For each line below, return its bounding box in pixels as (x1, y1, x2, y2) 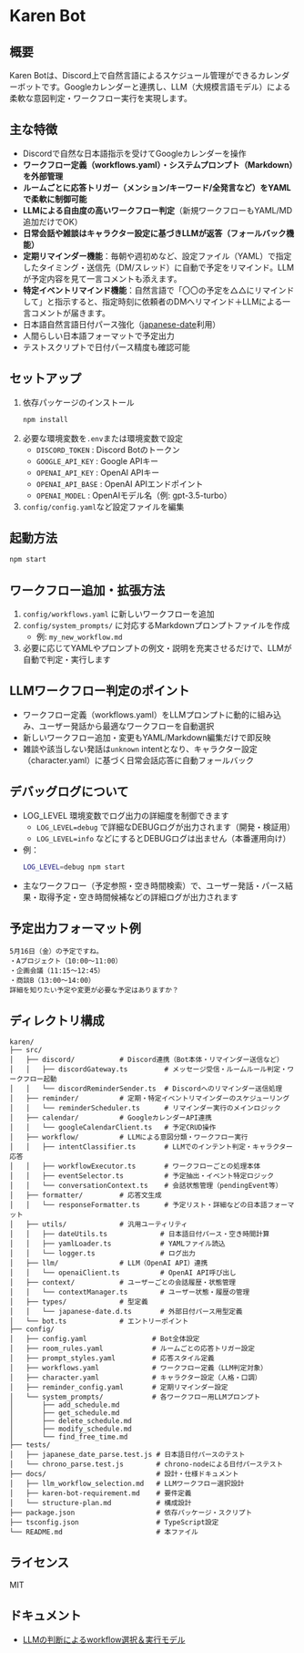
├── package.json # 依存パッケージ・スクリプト (9, 1508, 253, 1518)
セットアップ (9, 371, 82, 387)
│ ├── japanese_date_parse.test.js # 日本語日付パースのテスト (9, 1451, 246, 1460)
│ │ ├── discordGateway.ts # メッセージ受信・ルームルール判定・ (9, 1065, 288, 1074)
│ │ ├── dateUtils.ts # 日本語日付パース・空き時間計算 (9, 1230, 270, 1239)
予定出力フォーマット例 (9, 920, 141, 935)
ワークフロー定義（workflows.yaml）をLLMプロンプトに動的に (22, 708, 258, 720)
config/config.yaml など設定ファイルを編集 (22, 501, 185, 511)
